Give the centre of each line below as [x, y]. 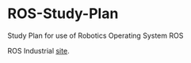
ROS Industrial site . [38, 50]
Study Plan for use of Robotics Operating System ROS [95, 35]
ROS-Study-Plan [63, 14]
